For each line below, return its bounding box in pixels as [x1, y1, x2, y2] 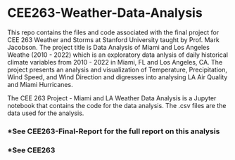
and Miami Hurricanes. [7, 80, 73, 88]
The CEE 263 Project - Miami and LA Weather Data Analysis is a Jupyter [7, 93, 217, 102]
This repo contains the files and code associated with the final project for [7, 28, 220, 36]
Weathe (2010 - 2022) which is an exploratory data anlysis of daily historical [7, 51, 229, 59]
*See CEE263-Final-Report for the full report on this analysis [7, 126, 220, 136]
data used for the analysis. [7, 109, 84, 117]
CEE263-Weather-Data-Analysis [7, 5, 203, 21]
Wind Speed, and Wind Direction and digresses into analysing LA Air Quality [7, 72, 228, 81]
